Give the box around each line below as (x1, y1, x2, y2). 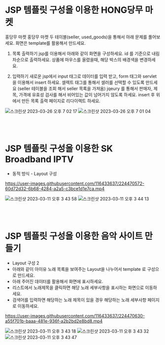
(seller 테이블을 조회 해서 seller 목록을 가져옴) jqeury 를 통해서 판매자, (17, 86, 153, 91)
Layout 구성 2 (12, 260, 39, 266)
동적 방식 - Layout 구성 (12, 171, 57, 176)
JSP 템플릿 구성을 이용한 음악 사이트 (5, 230, 143, 242)
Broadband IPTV (5, 154, 74, 165)
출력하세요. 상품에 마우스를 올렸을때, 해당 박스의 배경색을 (29, 57, 139, 62)
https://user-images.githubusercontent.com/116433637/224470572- (5, 180, 144, 186)
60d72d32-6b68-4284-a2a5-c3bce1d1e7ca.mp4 (5, 185, 105, 192)
